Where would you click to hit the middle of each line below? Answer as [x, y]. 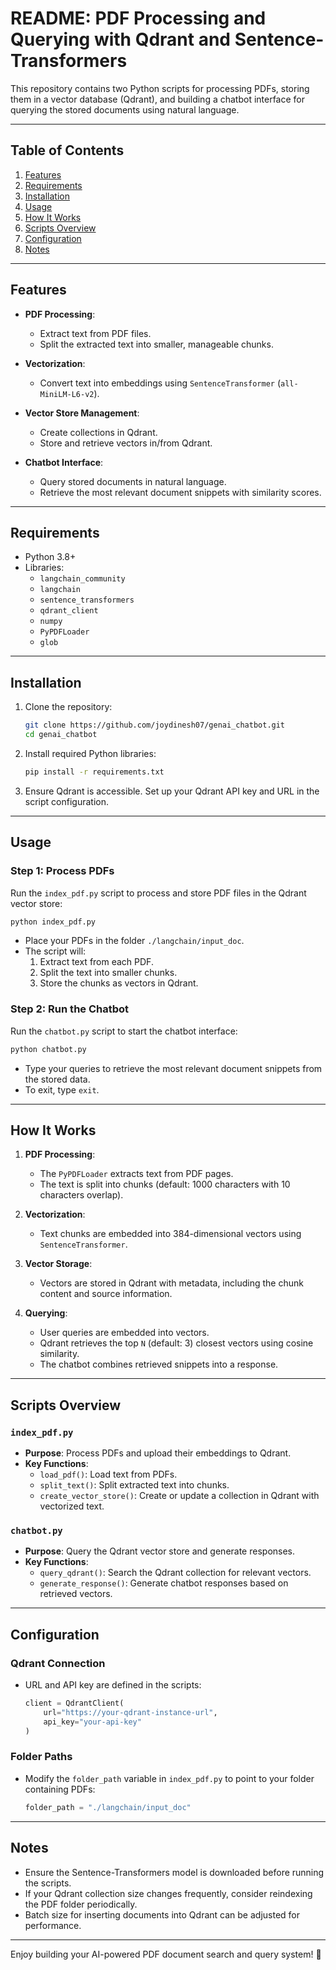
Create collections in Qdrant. [98, 432]
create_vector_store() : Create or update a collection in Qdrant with [179, 1496]
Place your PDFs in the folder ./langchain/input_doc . [134, 941]
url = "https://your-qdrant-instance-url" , [130, 1712]
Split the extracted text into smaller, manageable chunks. [156, 344]
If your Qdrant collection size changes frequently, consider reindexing [168, 1893]
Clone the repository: [68, 707]
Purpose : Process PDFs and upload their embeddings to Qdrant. [158, 1453]
